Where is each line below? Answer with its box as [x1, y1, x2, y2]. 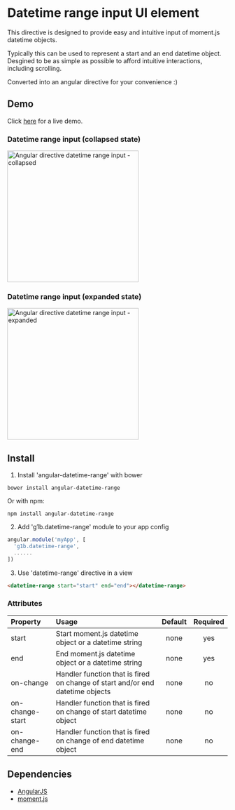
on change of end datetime [55, 736, 145, 745]
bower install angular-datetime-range [7, 484, 120, 492]
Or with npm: [7, 497, 45, 505]
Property [10, 616, 41, 626]
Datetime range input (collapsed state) [7, 134, 141, 144]
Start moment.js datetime [55, 628, 138, 638]
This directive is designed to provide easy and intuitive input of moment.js [7, 28, 220, 36]
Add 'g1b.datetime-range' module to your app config [17, 523, 169, 531]
